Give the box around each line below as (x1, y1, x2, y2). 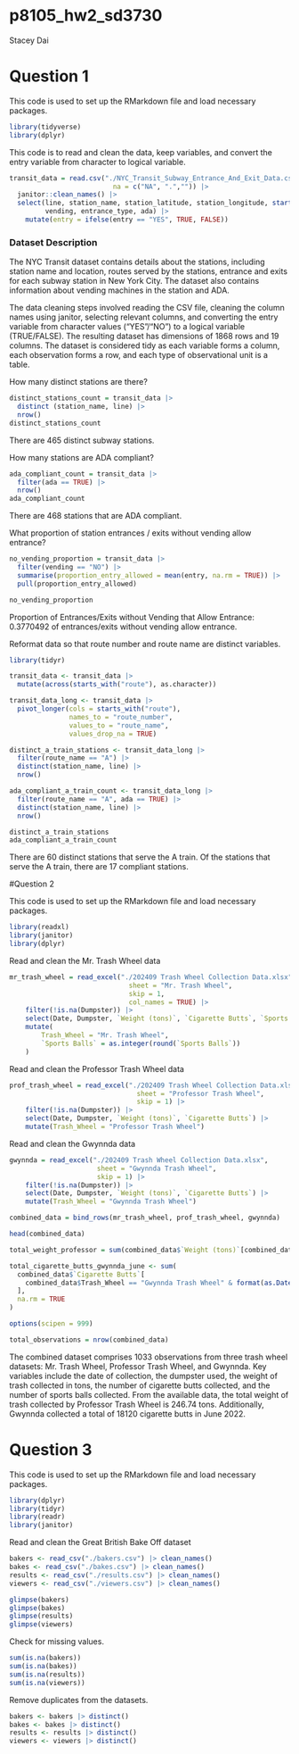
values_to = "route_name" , (69, 720, 169, 730)
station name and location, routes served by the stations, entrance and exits (9, 266, 287, 277)
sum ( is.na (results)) (9, 1670, 86, 1679)
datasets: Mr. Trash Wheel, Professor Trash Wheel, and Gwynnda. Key (9, 1360, 267, 1371)
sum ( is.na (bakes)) (9, 1662, 77, 1671)
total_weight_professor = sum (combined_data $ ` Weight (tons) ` (9, 1245, 241, 1254)
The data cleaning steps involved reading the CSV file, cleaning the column (9, 303, 285, 313)
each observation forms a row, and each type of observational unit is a (9, 350, 269, 361)
